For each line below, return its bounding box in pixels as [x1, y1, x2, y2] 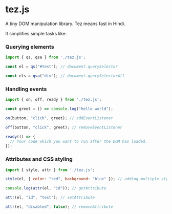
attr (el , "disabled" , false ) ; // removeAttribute [5, 204, 114, 209]
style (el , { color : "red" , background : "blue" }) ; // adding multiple [5, 177, 159, 182]
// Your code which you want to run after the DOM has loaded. [10, 139, 147, 144]
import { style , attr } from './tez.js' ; [5, 167, 95, 173]
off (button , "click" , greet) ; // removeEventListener [5, 124, 123, 130]
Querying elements [5, 43, 55, 50]
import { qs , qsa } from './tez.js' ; [5, 55, 86, 60]
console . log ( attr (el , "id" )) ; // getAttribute [5, 186, 106, 191]
